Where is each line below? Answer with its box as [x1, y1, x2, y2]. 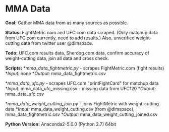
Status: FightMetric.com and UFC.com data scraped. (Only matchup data [5, 29, 158, 35]
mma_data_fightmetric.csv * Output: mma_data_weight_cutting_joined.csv [5, 111, 158, 117]
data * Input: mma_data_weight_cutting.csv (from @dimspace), [5, 106, 135, 112]
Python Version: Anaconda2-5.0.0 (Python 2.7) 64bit [5, 121, 117, 127]
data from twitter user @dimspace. [21, 40, 93, 46]
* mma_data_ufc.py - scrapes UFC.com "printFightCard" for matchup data [5, 80, 159, 86]
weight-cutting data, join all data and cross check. [5, 55, 109, 61]
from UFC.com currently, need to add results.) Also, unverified [5, 35, 135, 41]
